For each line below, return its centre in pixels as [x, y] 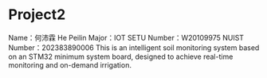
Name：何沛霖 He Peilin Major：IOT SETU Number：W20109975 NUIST [126, 37]
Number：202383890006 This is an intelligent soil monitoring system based [134, 47]
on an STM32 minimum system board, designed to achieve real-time [121, 57]
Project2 [37, 15]
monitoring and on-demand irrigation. [70, 64]
